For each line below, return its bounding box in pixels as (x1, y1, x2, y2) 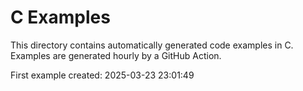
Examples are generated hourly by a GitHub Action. (10, 49, 222, 61)
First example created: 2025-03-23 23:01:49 (10, 69, 195, 81)
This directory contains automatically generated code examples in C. (10, 39, 294, 51)
